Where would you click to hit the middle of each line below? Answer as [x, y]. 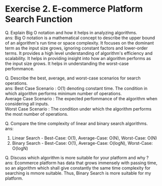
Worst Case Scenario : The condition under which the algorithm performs [78, 109]
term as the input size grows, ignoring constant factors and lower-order [76, 48]
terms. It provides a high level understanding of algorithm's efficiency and [79, 53]
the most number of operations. [37, 114]
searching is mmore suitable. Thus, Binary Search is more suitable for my [78, 173]
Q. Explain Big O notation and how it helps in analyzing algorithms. [71, 32]
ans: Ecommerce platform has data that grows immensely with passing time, [81, 163]
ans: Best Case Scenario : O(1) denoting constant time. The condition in [76, 88]
